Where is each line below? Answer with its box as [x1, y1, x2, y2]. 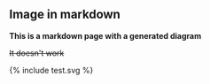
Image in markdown [9, 7, 121, 22]
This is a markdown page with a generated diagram [9, 30, 202, 41]
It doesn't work [9, 48, 65, 58]
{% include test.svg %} [9, 65, 94, 75]
